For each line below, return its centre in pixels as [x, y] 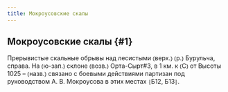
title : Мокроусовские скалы [48, 13]
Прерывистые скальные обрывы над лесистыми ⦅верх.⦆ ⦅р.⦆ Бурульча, [111, 58]
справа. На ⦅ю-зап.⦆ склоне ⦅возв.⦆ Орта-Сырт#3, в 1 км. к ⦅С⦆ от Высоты [114, 66]
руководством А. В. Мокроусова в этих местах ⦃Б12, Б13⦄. [94, 82]
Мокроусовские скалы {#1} [70, 42]
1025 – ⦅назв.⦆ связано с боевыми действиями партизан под [96, 74]
